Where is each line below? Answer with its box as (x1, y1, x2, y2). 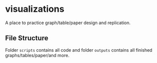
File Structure (5, 34, 48, 42)
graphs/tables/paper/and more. (5, 52, 70, 58)
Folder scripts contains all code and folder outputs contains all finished (5, 47, 153, 53)
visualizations (5, 3, 65, 15)
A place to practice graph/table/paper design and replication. (5, 20, 131, 26)
